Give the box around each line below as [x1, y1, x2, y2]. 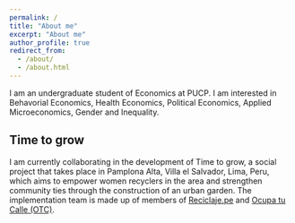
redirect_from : [9, 47, 66, 56]
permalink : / [9, 13, 58, 22]
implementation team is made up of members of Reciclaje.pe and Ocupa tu [9, 194, 286, 205]
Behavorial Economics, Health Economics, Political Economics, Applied [9, 97, 272, 107]
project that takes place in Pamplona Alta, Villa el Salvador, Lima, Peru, [9, 166, 270, 176]
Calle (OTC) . [9, 203, 56, 215]
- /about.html [17, 64, 70, 73]
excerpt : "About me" [9, 30, 87, 39]
